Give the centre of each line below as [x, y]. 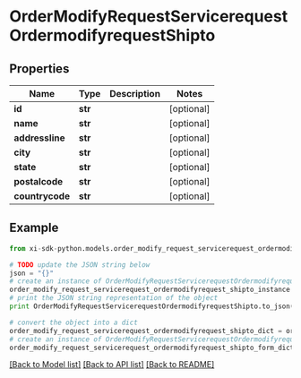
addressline [39, 138]
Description [135, 94]
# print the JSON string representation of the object [114, 298]
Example [34, 228]
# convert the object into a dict [74, 322]
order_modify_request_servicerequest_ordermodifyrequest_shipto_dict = [146, 331]
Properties [39, 69]
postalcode [39, 181]
